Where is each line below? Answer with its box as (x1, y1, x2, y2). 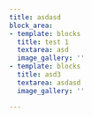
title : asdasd (9, 12, 62, 22)
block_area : (9, 21, 53, 30)
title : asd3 (17, 70, 62, 79)
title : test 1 (17, 37, 69, 47)
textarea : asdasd (17, 78, 81, 87)
